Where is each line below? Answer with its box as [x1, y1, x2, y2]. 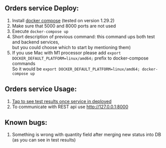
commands [12, 60, 36, 66]
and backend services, [12, 39, 60, 45]
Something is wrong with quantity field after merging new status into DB [12, 131, 161, 138]
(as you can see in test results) [12, 137, 76, 143]
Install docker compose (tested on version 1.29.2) [12, 17, 115, 23]
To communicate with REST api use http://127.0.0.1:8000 [12, 104, 129, 110]
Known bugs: [5, 118, 48, 127]
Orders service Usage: [5, 85, 77, 93]
